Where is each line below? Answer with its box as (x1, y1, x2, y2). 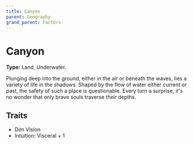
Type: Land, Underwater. (6, 64, 66, 71)
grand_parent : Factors (6, 19, 61, 25)
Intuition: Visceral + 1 (14, 132, 65, 139)
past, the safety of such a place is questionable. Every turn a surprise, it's (6, 87, 183, 94)
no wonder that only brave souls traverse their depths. (6, 94, 136, 101)
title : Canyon (6, 8, 41, 15)
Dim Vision (14, 126, 41, 133)
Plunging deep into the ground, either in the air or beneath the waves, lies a (6, 75, 187, 82)
